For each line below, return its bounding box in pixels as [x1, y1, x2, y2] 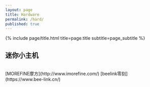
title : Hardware [5, 12, 39, 17]
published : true [5, 21, 39, 27]
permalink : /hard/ [5, 17, 44, 22]
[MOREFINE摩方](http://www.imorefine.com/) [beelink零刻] [5, 71, 128, 77]
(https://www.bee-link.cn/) [5, 76, 61, 82]
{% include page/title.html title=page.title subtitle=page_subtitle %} [5, 35, 145, 41]
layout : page [5, 7, 33, 13]
